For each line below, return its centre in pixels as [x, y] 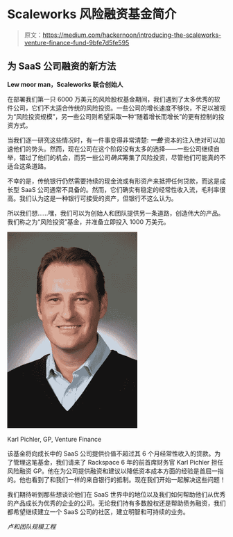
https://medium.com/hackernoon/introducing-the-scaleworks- [132, 35]
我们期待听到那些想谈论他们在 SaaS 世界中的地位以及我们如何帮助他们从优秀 [116, 494]
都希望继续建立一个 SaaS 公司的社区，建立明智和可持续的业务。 [98, 511]
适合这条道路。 [28, 166]
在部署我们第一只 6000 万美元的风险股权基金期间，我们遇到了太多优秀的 [111, 99]
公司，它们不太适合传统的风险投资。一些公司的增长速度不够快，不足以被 [116, 108]
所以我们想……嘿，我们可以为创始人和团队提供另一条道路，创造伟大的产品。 [116, 213]
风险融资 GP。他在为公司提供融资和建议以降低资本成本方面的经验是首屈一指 [115, 471]
